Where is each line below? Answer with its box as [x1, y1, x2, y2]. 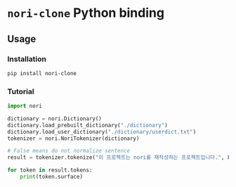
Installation [7, 54, 47, 64]
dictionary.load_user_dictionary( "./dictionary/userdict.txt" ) [7, 128, 197, 135]
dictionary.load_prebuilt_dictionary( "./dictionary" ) [7, 122, 169, 129]
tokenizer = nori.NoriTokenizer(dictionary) [7, 135, 140, 142]
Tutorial [7, 86, 34, 96]
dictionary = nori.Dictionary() [7, 115, 102, 122]
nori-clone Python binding [7, 5, 165, 21]
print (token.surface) [20, 174, 83, 181]
